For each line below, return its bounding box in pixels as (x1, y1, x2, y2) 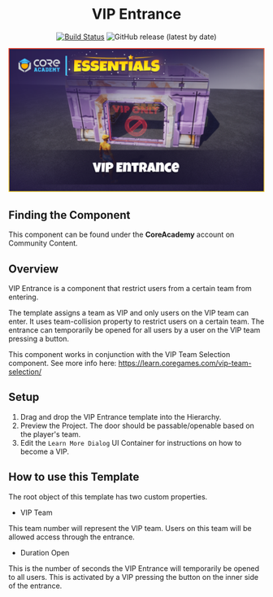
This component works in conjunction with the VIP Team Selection (8, 350, 231, 360)
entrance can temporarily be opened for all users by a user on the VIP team (8, 325, 261, 335)
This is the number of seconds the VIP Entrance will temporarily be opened (8, 563, 260, 573)
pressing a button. (8, 334, 70, 344)
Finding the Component (8, 208, 131, 222)
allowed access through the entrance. (8, 532, 136, 542)
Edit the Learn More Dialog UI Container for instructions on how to (19, 438, 242, 447)
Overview (8, 262, 59, 276)
